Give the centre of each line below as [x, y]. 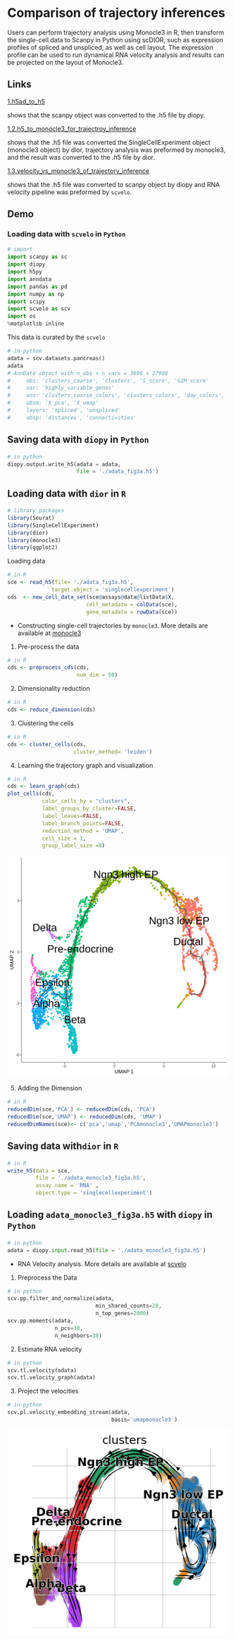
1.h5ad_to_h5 [26, 101]
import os [22, 317]
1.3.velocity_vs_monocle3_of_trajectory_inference [78, 171]
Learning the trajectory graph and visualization [85, 765]
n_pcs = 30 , [69, 1328]
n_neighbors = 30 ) [78, 1335]
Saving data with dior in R [63, 1146]
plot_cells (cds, [31, 794]
